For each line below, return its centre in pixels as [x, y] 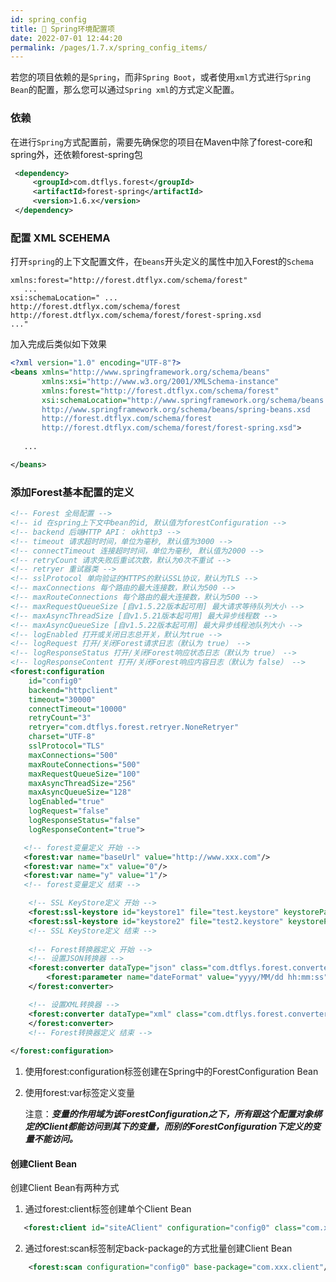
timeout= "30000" [62, 699]
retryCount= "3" [60, 718]
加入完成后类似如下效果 [58, 344]
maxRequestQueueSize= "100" [84, 774]
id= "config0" [55, 681]
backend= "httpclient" [73, 690]
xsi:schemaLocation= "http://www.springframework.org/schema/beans [183, 400]
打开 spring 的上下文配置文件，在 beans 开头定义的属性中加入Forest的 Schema [162, 262]
